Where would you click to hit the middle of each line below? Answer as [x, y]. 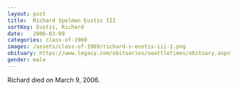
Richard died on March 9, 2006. [54, 80]
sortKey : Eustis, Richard [46, 27]
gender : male [27, 60]
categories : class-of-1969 [47, 40]
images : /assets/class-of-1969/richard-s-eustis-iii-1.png [97, 47]
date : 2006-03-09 [36, 34]
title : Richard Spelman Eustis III [62, 20]
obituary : [22, 54]
